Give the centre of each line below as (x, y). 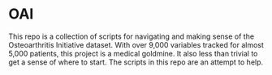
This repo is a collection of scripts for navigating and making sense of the (131, 36)
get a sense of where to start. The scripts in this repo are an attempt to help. (136, 62)
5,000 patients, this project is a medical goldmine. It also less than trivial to (133, 53)
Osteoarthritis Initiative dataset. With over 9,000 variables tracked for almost (136, 44)
